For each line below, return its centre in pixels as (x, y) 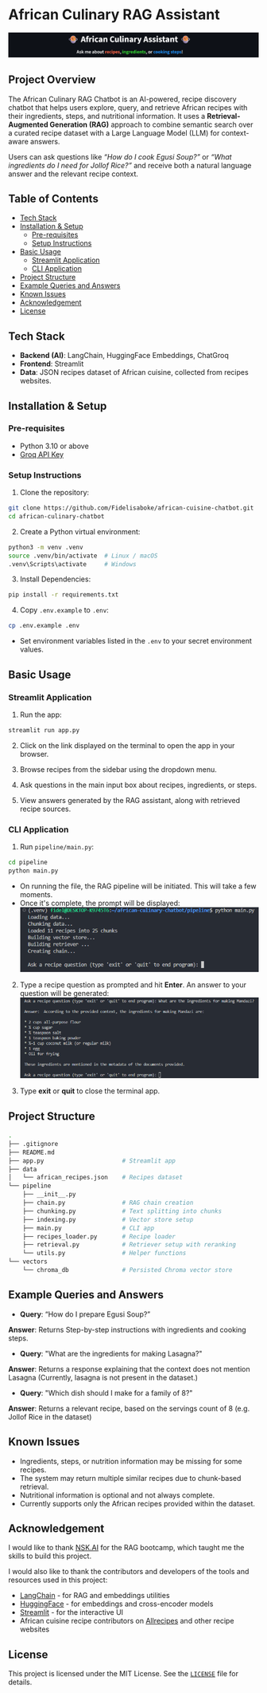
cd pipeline (28, 863)
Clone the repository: (54, 493)
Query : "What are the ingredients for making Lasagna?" (111, 1353)
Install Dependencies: (55, 579)
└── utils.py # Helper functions (104, 1254)
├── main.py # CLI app (89, 1228)
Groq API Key (42, 454)
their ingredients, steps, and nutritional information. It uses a (107, 116)
